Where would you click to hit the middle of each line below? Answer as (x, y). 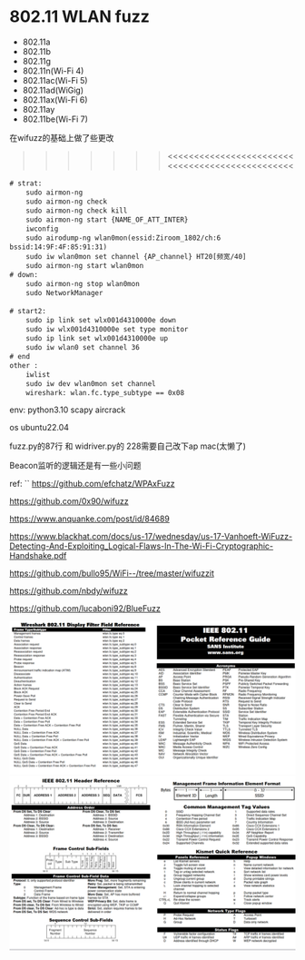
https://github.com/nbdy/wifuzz (69, 590)
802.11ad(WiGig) (53, 90)
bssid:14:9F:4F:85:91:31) (58, 247)
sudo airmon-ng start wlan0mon (85, 265)
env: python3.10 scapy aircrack (68, 410)
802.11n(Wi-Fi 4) (53, 71)
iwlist (38, 374)
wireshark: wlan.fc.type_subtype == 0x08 (105, 392)
